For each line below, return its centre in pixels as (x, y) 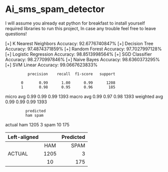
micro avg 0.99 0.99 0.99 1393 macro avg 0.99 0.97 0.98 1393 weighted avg (84, 96)
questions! (16, 34)
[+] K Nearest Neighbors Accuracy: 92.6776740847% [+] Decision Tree (79, 43)
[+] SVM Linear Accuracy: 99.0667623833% (51, 65)
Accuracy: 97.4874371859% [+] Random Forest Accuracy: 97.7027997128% (83, 49)
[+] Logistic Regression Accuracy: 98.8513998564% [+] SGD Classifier (78, 54)
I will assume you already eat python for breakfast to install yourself (75, 23)
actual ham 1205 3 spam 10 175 (37, 124)
